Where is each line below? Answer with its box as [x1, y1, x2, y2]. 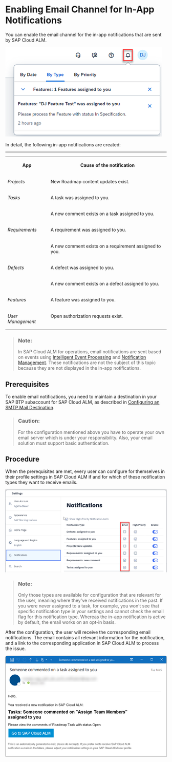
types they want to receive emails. [5, 479, 78, 486]
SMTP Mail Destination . [5, 405, 55, 411]
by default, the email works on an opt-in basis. [17, 619, 116, 625]
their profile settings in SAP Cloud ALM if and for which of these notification [5, 474, 165, 480]
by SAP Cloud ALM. [5, 37, 47, 43]
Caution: [17, 417, 40, 425]
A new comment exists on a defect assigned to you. [50, 281, 159, 287]
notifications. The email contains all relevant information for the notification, [5, 635, 165, 641]
